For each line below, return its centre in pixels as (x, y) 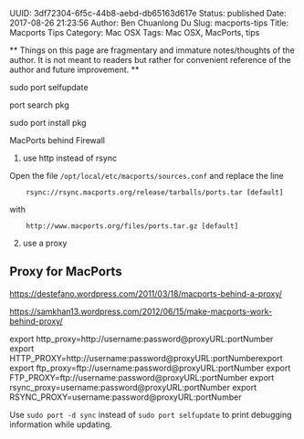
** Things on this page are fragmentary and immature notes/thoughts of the (152, 50)
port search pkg (40, 105)
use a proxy (45, 243)
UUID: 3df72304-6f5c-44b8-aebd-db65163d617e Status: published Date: (148, 13)
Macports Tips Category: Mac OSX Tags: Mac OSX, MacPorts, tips (135, 32)
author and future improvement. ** (74, 69)
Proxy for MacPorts (66, 272)
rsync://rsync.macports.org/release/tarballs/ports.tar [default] (155, 193)
